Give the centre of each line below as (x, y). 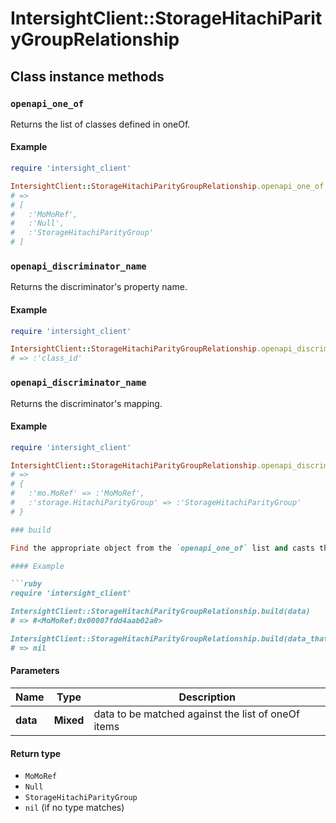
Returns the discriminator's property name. (99, 287)
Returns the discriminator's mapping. (86, 403)
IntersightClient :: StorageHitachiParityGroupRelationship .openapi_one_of (167, 186)
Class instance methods (87, 76)
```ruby (26, 584)
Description (207, 697)
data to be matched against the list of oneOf (196, 714)
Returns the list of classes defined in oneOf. (100, 124)
